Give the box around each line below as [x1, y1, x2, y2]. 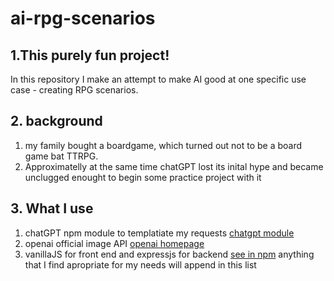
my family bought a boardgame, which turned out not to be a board [24, 139, 303, 151]
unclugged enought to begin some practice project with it [24, 171, 262, 183]
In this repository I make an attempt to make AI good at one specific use [10, 73, 307, 85]
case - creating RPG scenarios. [10, 84, 139, 96]
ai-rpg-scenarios [10, 7, 156, 30]
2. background [10, 113, 103, 130]
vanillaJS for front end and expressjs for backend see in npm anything [24, 248, 315, 260]
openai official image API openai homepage [24, 237, 205, 249]
